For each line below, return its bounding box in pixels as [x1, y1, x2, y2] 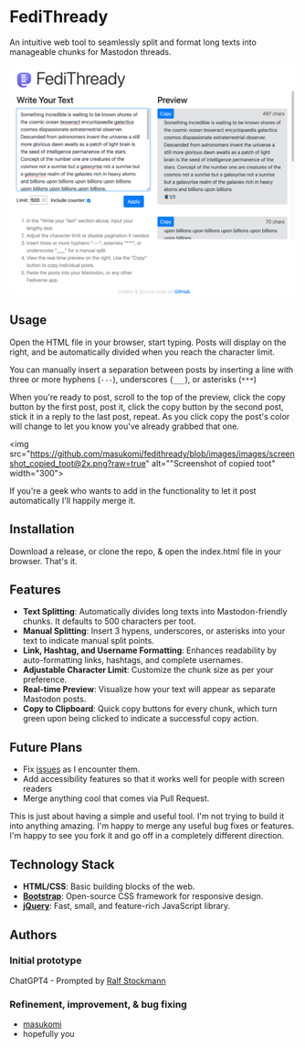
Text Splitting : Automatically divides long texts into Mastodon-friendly [22, 606, 288, 617]
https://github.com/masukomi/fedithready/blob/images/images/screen [30, 448, 295, 459]
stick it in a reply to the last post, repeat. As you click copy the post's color [9, 411, 290, 422]
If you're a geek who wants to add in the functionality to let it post [9, 485, 257, 496]
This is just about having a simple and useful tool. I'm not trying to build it [9, 811, 285, 822]
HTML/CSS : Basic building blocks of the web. [22, 881, 195, 893]
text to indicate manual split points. [22, 636, 155, 647]
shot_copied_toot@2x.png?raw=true [9, 457, 146, 468]
